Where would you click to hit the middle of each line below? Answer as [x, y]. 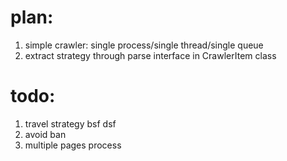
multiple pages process [73, 145]
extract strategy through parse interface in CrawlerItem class [150, 55]
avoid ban [45, 134]
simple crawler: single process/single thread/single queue [144, 45]
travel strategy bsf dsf [70, 123]
